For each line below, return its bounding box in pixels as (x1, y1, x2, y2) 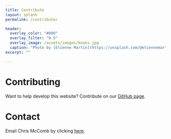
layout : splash (5, 12, 38, 17)
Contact (5, 110, 40, 122)
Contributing (5, 76, 61, 88)
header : (5, 26, 22, 31)
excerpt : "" (5, 49, 31, 55)
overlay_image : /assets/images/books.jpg (10, 40, 99, 46)
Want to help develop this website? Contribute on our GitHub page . (5, 93, 146, 99)
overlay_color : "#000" (10, 31, 58, 36)
